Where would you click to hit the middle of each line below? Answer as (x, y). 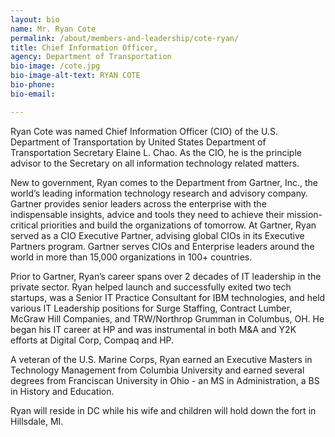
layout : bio (35, 19)
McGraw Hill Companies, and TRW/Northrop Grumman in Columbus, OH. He (167, 318)
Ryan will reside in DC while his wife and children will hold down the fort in (163, 410)
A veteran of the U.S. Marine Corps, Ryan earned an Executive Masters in (161, 359)
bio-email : (33, 94)
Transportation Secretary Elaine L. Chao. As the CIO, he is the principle (156, 152)
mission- (304, 214)
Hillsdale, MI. (37, 421)
